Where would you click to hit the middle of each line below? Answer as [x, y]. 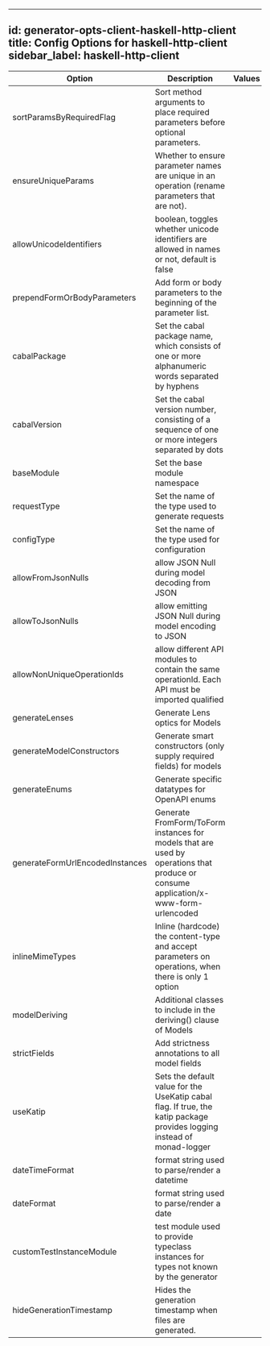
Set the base [178, 463]
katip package [182, 1116]
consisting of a [183, 419]
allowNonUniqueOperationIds [68, 674]
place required [182, 112]
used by [170, 853]
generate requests [189, 516]
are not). [171, 206]
